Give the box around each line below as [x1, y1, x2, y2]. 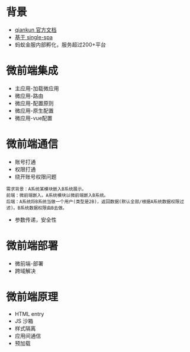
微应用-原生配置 [14, 107, 54, 114]
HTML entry [14, 310, 44, 318]
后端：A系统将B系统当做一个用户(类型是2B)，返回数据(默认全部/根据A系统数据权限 [6, 198, 180, 205]
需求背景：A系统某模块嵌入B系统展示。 [6, 186, 87, 192]
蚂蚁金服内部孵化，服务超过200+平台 [14, 41, 107, 48]
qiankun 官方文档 [14, 26, 57, 33]
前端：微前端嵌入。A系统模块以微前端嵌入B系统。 [6, 192, 108, 198]
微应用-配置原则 [14, 99, 54, 107]
